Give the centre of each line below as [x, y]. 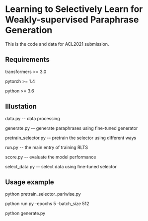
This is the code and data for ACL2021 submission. [57, 44]
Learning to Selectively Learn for [74, 9]
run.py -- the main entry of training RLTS [47, 147]
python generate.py [25, 213]
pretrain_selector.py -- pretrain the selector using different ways [71, 138]
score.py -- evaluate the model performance [51, 157]
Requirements [27, 60]
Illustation [21, 107]
